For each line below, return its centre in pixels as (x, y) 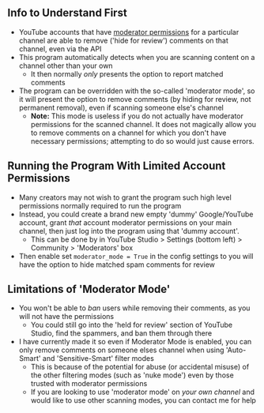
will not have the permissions (66, 317)
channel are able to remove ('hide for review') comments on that (123, 40)
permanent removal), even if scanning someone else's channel (121, 107)
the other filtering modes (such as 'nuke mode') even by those (132, 375)
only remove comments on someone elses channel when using (121, 350)
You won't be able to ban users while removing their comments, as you (134, 308)
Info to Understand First (67, 13)
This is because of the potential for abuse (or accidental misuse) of (140, 367)
